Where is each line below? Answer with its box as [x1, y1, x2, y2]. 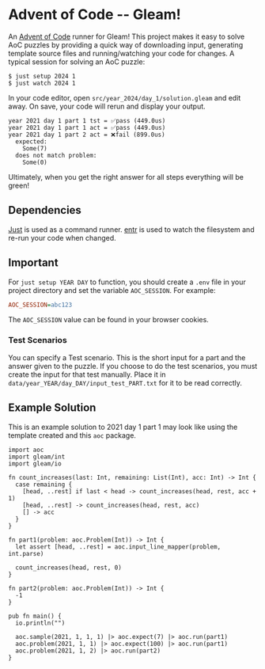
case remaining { [15, 481, 73, 488]
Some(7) [22, 144, 47, 152]
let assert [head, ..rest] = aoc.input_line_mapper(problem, [15, 542, 221, 551]
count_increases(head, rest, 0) [15, 564, 123, 572]
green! [8, 181, 30, 190]
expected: [15, 137, 47, 146]
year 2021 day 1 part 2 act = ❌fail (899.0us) [8, 131, 165, 139]
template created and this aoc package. [8, 430, 137, 440]
